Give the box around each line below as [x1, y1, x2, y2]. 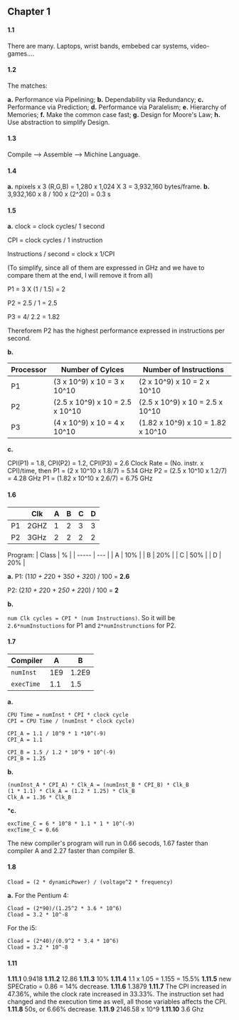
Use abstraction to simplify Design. [7, 118, 110, 126]
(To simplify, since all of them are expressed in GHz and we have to [7, 263, 205, 272]
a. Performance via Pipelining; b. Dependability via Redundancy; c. [7, 95, 204, 103]
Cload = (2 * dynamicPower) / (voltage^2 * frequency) [7, 879, 174, 886]
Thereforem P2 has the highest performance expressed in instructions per [7, 326, 225, 335]
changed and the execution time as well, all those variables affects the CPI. [7, 997, 228, 1006]
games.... [7, 49, 35, 58]
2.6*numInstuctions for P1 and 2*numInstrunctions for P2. [7, 621, 176, 630]
